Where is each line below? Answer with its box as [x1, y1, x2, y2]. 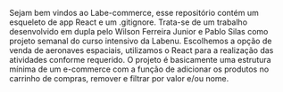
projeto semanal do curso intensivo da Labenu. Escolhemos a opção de [9, 35, 272, 46]
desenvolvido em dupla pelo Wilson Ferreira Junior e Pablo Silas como [9, 27, 269, 36]
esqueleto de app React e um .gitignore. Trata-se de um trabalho [9, 17, 248, 27]
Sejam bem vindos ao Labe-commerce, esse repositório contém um [9, 8, 259, 18]
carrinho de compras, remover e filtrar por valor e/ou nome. [9, 73, 229, 83]
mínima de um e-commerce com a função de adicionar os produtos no [9, 64, 270, 74]
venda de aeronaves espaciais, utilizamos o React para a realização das [9, 45, 274, 56]
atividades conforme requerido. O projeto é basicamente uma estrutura [9, 55, 271, 65]
